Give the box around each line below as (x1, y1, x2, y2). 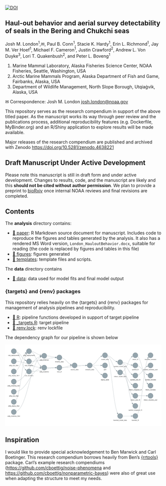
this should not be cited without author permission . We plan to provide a (5, 182, 156, 188)
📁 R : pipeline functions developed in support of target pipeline (12, 314, 139, 320)
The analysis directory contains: (5, 220, 72, 226)
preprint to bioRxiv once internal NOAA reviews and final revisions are (5, 188, 148, 194)
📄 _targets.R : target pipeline (12, 319, 69, 325)
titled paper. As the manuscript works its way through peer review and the (5, 113, 156, 119)
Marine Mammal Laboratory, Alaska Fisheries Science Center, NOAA (12, 63, 152, 69)
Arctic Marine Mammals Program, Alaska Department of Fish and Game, (12, 73, 160, 79)
